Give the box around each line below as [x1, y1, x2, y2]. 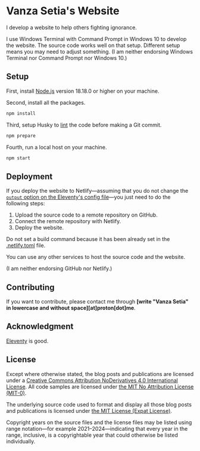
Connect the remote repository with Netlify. [14, 218, 121, 225]
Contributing [6, 282, 55, 292]
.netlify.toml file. [6, 242, 46, 249]
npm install [6, 110, 36, 117]
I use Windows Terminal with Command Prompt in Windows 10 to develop [6, 35, 187, 42]
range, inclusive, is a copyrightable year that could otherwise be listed [6, 431, 179, 439]
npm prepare [6, 133, 36, 139]
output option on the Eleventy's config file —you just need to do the [6, 193, 171, 201]
